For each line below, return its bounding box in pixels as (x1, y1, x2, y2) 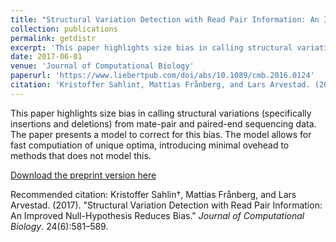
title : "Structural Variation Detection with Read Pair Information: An (10, 14, 320, 25)
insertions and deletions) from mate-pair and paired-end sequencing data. (10, 117, 317, 130)
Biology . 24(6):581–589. (10, 220, 109, 232)
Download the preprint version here (10, 169, 157, 181)
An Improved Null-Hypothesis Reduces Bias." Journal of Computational (10, 209, 305, 221)
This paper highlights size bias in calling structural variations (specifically (10, 107, 312, 119)
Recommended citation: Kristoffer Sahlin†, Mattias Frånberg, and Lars (10, 188, 297, 200)
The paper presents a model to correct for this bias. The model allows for (10, 128, 312, 140)
